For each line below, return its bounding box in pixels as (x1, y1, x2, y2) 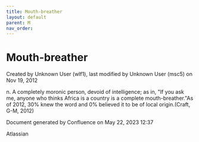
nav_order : (6, 25, 33, 31)
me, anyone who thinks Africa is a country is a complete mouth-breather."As (6, 94, 194, 102)
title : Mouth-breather (6, 8, 63, 15)
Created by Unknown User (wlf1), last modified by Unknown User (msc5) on (6, 71, 192, 78)
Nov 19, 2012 (6, 77, 38, 84)
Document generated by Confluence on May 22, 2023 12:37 (6, 119, 154, 126)
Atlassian (6, 130, 29, 137)
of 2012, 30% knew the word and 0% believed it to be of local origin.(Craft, (6, 101, 191, 108)
